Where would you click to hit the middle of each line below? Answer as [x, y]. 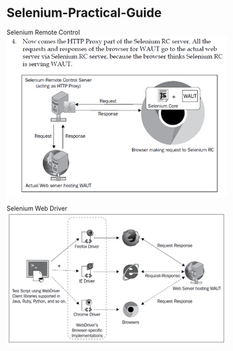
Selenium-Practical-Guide [84, 13]
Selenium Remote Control [43, 32]
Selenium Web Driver [37, 208]
